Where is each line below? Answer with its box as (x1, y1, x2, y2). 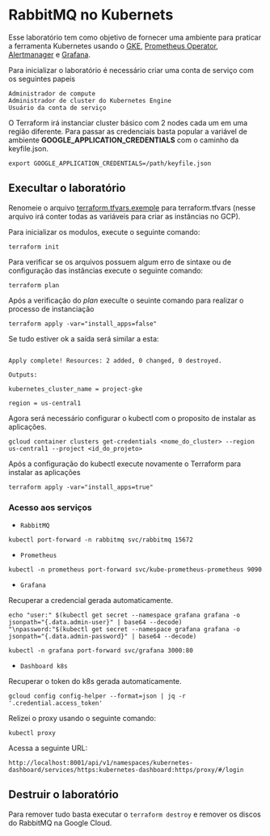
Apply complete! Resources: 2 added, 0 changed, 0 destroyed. (8, 356, 222, 365)
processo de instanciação (8, 303, 95, 313)
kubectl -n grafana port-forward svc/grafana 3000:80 (8, 647, 194, 655)
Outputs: (8, 371, 38, 379)
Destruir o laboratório (8, 787, 119, 802)
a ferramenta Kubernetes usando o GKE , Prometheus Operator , (8, 40, 218, 50)
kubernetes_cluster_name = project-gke (8, 384, 143, 393)
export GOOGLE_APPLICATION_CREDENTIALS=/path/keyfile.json (8, 159, 212, 168)
